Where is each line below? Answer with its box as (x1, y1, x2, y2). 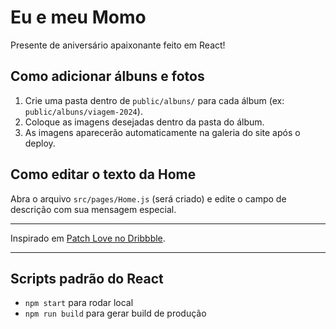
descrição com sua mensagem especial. (10, 203, 177, 215)
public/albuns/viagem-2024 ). (24, 105, 143, 117)
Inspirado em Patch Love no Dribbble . (10, 232, 166, 244)
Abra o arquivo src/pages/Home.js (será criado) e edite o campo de (10, 192, 287, 205)
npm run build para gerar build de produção (24, 307, 207, 320)
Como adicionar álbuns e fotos (10, 68, 205, 85)
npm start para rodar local (24, 297, 134, 309)
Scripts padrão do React (10, 270, 164, 287)
